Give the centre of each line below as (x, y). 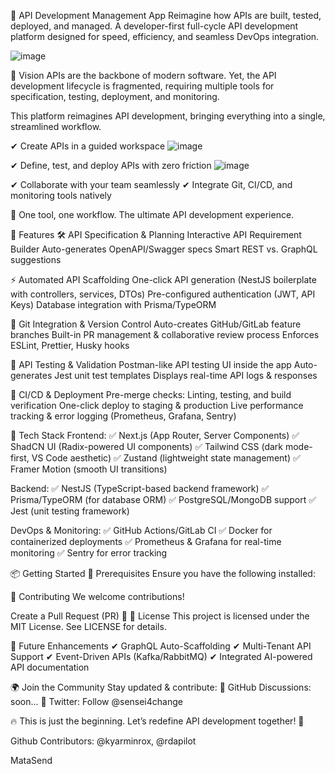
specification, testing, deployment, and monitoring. (115, 96)
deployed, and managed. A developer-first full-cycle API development (154, 26)
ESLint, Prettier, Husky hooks (70, 345)
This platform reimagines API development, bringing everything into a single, (168, 116)
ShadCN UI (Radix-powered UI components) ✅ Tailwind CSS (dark (147, 446)
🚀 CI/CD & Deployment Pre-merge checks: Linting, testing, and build (151, 394)
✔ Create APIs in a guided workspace (88, 146)
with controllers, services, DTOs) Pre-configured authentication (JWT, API (163, 294)
